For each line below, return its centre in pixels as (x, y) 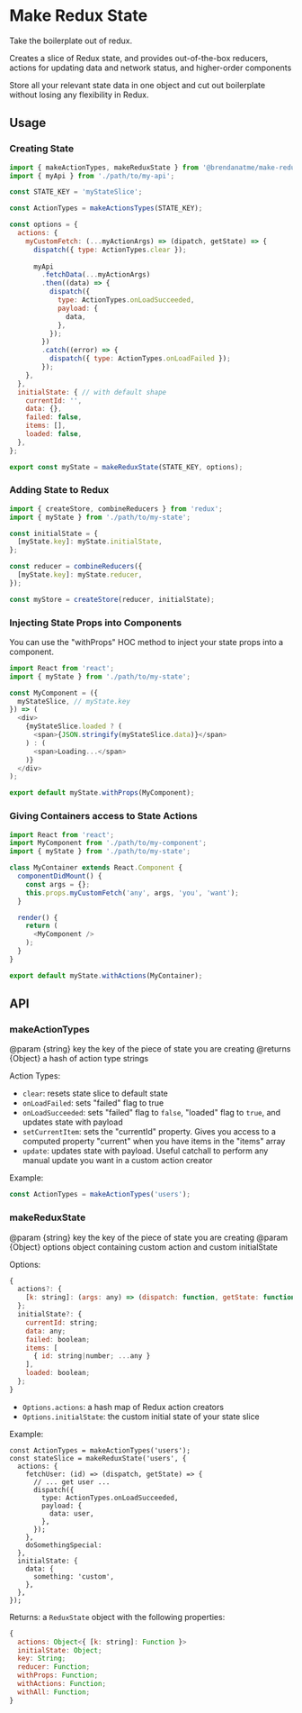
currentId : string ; (62, 1322)
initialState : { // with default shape (92, 392)
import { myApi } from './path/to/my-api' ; (92, 176)
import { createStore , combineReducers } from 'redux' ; (116, 509)
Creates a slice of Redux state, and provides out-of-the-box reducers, (139, 58)
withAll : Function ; (54, 1692)
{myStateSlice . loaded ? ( (74, 726)
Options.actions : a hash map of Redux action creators (123, 1407)
